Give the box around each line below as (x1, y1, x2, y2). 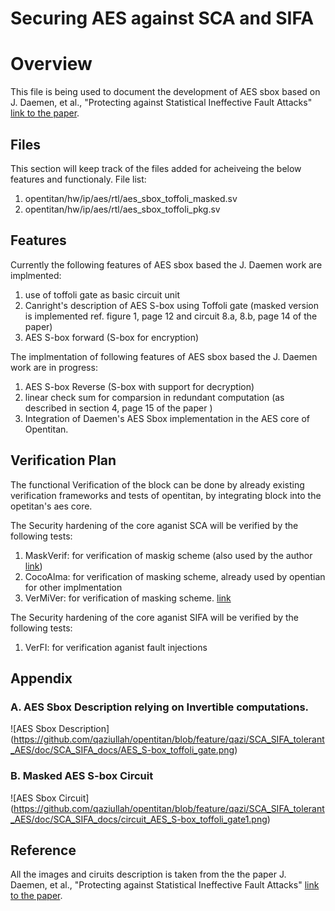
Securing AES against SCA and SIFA (10, 7, 315, 30)
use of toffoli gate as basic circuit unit (24, 288, 181, 301)
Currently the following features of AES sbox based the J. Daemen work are (10, 258, 323, 271)
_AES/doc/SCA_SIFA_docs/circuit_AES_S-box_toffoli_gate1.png (10, 813, 268, 825)
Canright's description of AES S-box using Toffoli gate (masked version (24, 299, 319, 311)
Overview (10, 53, 93, 76)
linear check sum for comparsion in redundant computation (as (24, 391, 285, 403)
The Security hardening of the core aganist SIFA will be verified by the (10, 611, 300, 623)
